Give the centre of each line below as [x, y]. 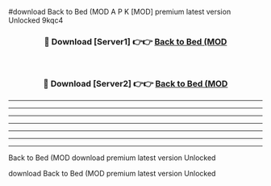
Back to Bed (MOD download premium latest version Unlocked [112, 158]
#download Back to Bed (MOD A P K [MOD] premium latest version [120, 12]
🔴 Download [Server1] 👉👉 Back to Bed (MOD [135, 41]
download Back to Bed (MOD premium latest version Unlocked [112, 173]
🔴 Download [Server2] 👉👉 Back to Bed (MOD [135, 84]
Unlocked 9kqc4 [36, 20]
